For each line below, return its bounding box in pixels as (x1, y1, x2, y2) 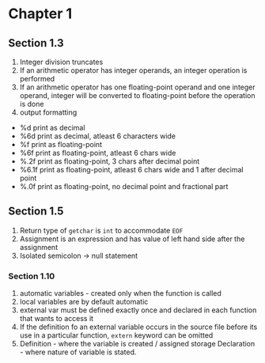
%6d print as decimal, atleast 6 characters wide (19, 131, 176, 141)
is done (19, 100, 44, 108)
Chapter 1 (8, 5, 73, 23)
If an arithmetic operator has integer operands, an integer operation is (19, 66, 248, 75)
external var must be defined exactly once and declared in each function (19, 305, 257, 315)
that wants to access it (19, 314, 93, 323)
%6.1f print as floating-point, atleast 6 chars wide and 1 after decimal (19, 165, 244, 174)
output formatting (19, 108, 78, 117)
